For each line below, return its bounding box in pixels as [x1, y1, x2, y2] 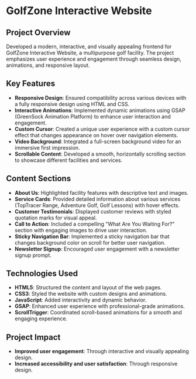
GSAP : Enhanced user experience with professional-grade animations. [14, 303, 185, 310]
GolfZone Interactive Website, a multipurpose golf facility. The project [6, 49, 174, 56]
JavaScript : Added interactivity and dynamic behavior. [14, 296, 147, 303]
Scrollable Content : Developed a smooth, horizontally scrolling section [14, 150, 186, 157]
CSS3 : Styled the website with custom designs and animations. [14, 290, 167, 297]
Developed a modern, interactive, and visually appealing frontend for [6, 43, 172, 50]
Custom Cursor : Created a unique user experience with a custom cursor [14, 125, 190, 133]
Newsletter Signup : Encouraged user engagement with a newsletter [14, 245, 180, 252]
